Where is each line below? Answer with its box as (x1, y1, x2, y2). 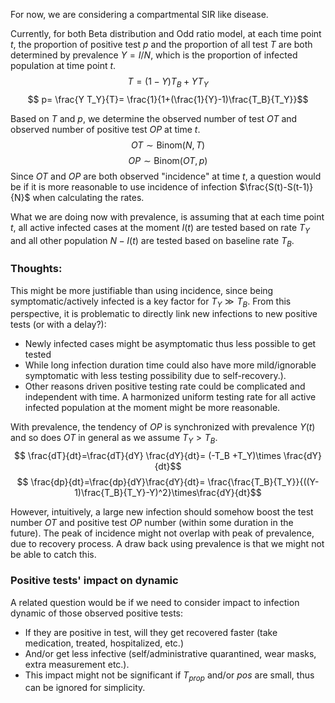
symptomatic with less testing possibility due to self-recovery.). (24, 370, 287, 382)
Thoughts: (10, 262, 63, 276)
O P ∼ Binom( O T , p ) (128, 154, 208, 166)
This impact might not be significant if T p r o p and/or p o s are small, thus (24, 669, 315, 683)
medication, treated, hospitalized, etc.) (24, 637, 185, 649)
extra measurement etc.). (24, 658, 130, 670)
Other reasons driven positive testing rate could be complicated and (24, 380, 306, 393)
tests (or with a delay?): (10, 319, 107, 331)
